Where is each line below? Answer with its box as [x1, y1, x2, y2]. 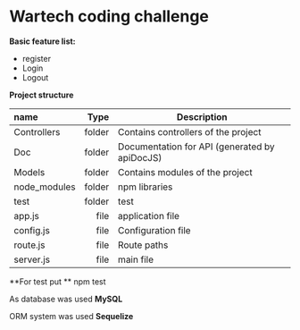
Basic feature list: [9, 36, 76, 47]
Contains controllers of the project [117, 125, 262, 138]
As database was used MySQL [9, 293, 123, 304]
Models [13, 165, 46, 178]
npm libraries [117, 181, 173, 193]
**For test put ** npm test [9, 275, 106, 287]
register [21, 53, 52, 63]
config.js [13, 224, 51, 236]
